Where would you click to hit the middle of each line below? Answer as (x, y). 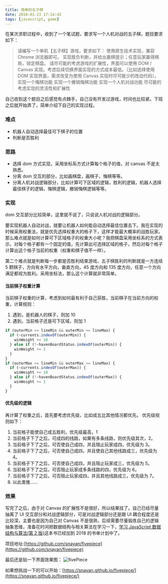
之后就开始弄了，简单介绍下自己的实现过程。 (51, 105)
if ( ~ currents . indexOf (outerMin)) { (48, 335)
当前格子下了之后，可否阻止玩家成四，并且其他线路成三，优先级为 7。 (84, 475)
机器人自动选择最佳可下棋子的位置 (47, 131)
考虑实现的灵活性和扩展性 (44, 89)
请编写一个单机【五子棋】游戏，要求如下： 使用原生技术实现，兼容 (86, 51)
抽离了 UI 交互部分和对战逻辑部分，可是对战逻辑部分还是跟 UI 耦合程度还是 (82, 514)
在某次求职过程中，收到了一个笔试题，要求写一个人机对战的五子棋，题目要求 (84, 34)
